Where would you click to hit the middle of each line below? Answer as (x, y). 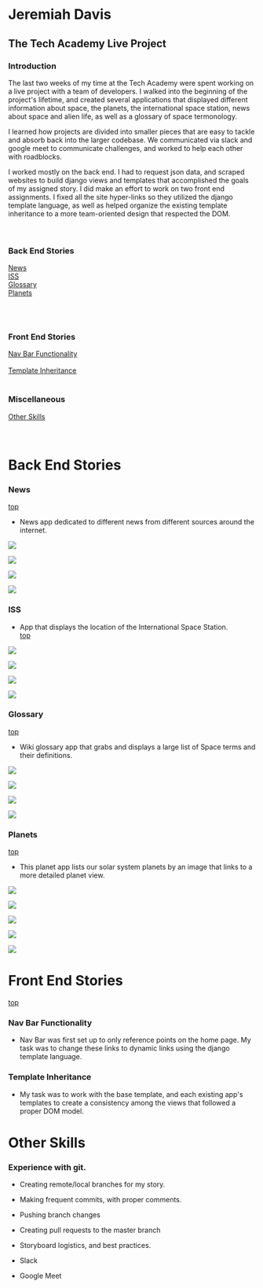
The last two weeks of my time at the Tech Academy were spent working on (131, 83)
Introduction (32, 66)
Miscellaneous (37, 399)
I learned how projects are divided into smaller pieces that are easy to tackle (131, 131)
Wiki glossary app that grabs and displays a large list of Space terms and (137, 747)
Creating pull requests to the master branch (90, 1230)
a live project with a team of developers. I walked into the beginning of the (128, 91)
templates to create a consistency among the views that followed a (128, 1102)
